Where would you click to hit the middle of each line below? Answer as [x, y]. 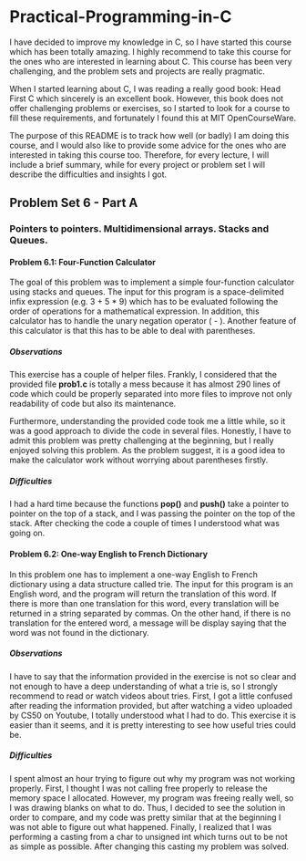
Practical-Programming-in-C [121, 17]
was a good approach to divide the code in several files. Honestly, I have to [150, 431]
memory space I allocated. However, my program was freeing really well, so [152, 798]
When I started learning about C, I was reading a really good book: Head [145, 88]
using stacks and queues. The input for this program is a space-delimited [147, 292]
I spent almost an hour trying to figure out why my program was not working [153, 778]
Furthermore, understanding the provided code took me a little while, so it [148, 421]
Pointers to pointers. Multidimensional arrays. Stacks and [139, 229]
